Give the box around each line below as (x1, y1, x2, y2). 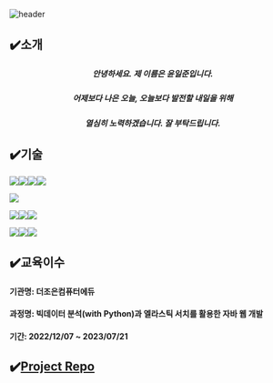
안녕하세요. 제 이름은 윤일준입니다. (92, 68, 214, 79)
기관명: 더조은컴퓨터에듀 (9, 286, 96, 297)
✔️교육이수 (9, 255, 66, 270)
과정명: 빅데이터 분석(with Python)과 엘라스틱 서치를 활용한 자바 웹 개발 (9, 308, 264, 319)
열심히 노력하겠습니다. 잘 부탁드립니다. (85, 117, 221, 128)
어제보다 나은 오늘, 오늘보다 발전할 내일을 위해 (72, 93, 234, 104)
